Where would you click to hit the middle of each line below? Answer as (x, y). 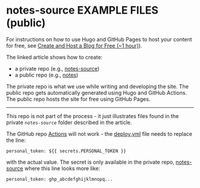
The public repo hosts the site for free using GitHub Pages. (78, 99)
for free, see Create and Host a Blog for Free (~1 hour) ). (74, 46)
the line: (16, 140)
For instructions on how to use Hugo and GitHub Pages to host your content (99, 39)
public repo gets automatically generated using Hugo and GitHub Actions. (97, 93)
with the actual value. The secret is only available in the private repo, (90, 162)
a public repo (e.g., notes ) (46, 75)
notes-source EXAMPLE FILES (82, 10)
